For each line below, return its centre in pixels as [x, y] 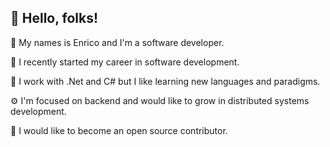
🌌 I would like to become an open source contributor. [119, 130]
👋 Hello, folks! [54, 18]
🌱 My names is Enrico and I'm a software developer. [117, 42]
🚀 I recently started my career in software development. [125, 62]
